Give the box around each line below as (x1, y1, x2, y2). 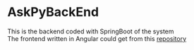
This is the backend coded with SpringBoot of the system (7, 27, 174, 35)
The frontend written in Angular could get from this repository (7, 34, 187, 42)
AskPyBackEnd (7, 4, 99, 20)
